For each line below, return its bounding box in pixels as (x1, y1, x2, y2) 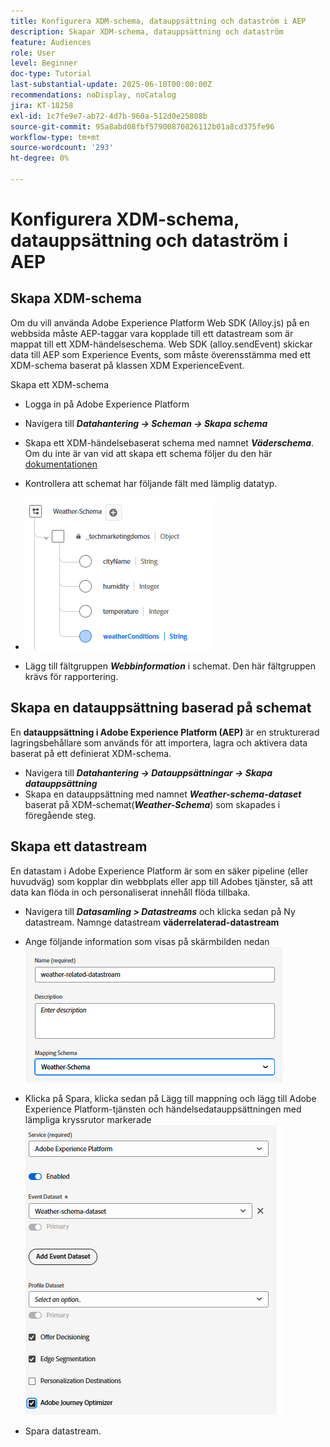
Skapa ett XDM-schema (10, 378, 109, 390)
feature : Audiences (10, 37, 92, 47)
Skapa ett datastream (10, 838, 148, 855)
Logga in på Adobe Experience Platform (24, 398, 190, 410)
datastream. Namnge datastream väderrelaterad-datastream (24, 916, 280, 928)
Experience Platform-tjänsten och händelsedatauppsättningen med (24, 1103, 302, 1115)
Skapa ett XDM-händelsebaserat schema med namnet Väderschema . (24, 436, 315, 449)
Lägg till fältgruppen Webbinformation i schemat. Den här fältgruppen (24, 660, 317, 672)
